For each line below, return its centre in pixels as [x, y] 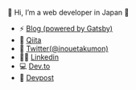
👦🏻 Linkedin [39, 57]
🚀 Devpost [36, 78]
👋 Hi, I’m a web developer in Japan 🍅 [68, 12]
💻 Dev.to [35, 66]
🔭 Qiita [30, 40]
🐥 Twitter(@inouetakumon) [64, 49]
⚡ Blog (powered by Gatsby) [66, 29]
